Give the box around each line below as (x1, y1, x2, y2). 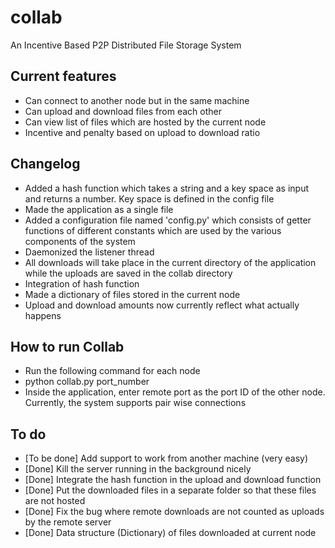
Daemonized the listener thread (24, 246, 155, 258)
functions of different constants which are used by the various (24, 224, 282, 236)
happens (24, 309, 62, 321)
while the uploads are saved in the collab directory (24, 267, 233, 279)
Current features (10, 68, 117, 85)
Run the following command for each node (24, 365, 201, 377)
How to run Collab (10, 338, 125, 355)
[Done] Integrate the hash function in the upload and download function (24, 474, 322, 486)
